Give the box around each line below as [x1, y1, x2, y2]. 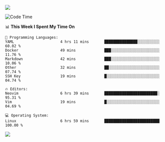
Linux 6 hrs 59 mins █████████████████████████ [5, 118, 160, 123]
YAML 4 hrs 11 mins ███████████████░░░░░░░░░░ [5, 39, 160, 44]
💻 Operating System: [5, 113, 49, 118]
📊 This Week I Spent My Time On [5, 24, 75, 29]
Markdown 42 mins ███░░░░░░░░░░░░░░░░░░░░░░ [5, 57, 160, 61]
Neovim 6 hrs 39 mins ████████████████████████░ [5, 91, 160, 96]
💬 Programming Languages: [5, 35, 58, 40]
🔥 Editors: [5, 86, 28, 91]
